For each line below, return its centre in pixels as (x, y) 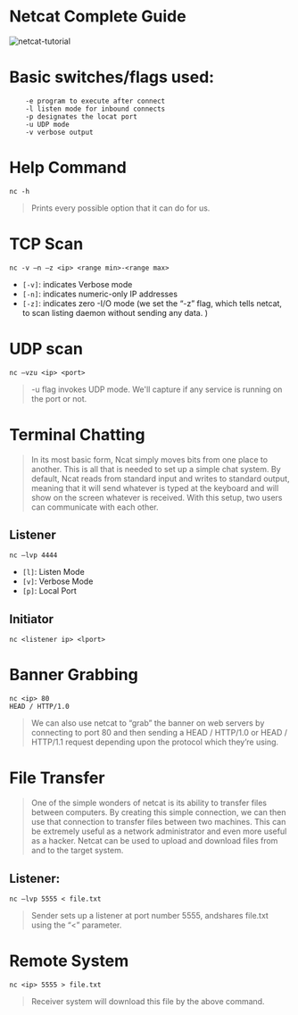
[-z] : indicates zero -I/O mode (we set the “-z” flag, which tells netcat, (152, 303)
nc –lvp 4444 (33, 555)
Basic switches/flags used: (112, 77)
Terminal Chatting (77, 434)
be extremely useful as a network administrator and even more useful (159, 831)
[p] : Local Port (50, 591)
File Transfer (57, 778)
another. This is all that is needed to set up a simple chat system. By (156, 469)
